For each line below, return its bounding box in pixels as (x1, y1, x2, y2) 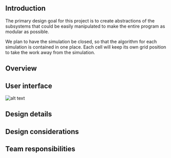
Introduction (5, 4, 46, 13)
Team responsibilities (5, 145, 76, 153)
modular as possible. (5, 28, 50, 35)
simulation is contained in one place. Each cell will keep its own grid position (5, 43, 166, 50)
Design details (5, 110, 52, 119)
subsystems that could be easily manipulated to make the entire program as (5, 23, 165, 29)
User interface (5, 81, 52, 90)
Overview (5, 64, 37, 73)
